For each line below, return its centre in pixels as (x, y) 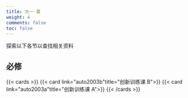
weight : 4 (18, 17)
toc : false (20, 28)
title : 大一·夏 (23, 12)
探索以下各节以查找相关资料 (40, 46)
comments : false (26, 23)
